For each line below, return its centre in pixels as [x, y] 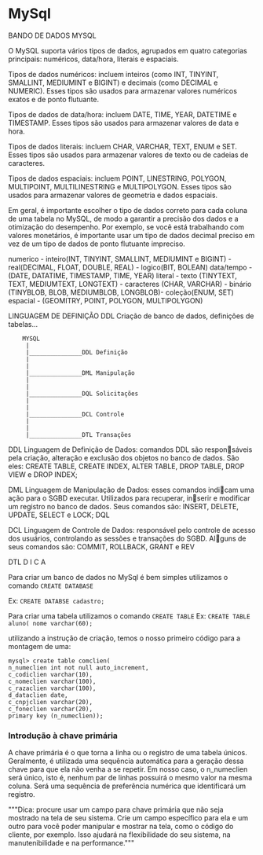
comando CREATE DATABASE [51, 585]
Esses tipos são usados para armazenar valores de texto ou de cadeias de [128, 155]
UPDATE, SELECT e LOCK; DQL [59, 515]
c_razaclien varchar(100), [52, 688]
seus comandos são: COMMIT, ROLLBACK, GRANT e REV [101, 546]
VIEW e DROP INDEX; [43, 474]
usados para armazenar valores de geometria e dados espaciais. [113, 195]
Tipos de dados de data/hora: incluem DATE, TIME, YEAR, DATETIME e [122, 114]
